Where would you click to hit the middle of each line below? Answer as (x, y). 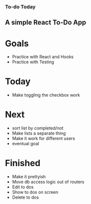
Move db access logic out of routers (48, 182)
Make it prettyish (29, 177)
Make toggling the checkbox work (46, 95)
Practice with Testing (33, 62)
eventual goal (26, 144)
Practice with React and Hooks (43, 57)
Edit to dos (23, 187)
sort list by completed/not (38, 128)
